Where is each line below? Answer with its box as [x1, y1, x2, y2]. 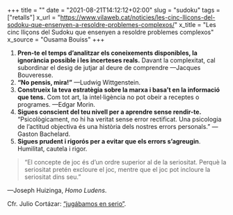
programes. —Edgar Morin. [17, 101, 96, 108]
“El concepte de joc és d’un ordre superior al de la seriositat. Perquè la [24, 158, 227, 166]
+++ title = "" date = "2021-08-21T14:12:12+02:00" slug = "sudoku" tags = [7, 6, 220, 14]
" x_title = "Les [174, 21, 217, 28]
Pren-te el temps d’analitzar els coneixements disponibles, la [17, 49, 198, 57]
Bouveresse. [17, 71, 54, 79]
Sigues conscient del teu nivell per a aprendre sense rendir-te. [17, 108, 202, 116]
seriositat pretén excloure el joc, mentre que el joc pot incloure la [24, 166, 211, 173]
